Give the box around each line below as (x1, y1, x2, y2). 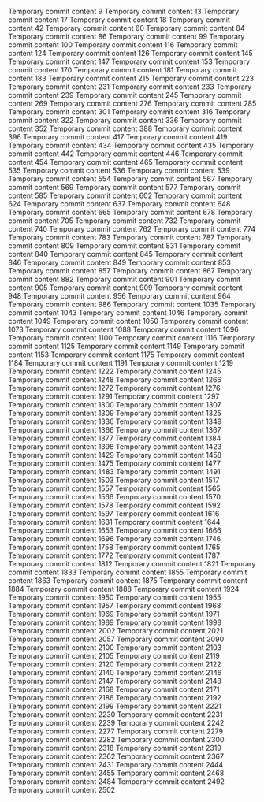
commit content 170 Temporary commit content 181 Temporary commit (8, 65, 238, 74)
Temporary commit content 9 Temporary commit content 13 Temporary (8, 7, 240, 16)
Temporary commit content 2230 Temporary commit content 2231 (8, 710, 223, 719)
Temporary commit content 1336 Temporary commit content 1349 (8, 417, 222, 426)
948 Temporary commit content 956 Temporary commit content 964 (8, 291, 231, 300)
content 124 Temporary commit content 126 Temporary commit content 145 (8, 49, 254, 58)
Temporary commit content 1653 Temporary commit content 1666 (8, 525, 222, 535)
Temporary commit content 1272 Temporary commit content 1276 (8, 384, 221, 392)
